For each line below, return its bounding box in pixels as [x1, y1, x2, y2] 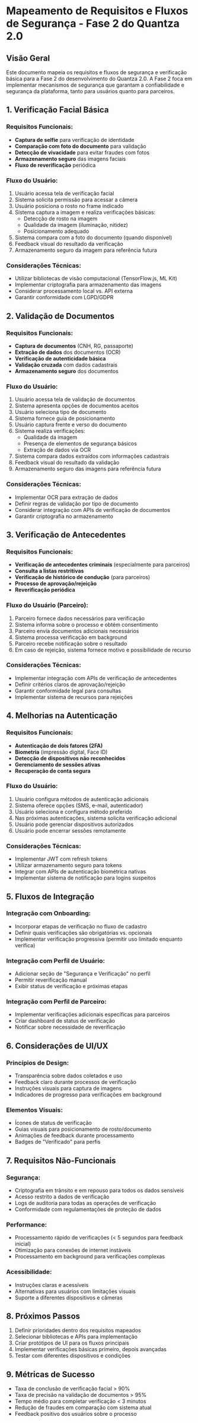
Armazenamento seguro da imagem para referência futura [14, 246, 157, 254]
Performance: [6, 1220, 47, 1229]
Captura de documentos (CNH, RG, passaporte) [14, 342, 133, 349]
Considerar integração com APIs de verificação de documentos [14, 506, 171, 513]
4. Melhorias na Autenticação [6, 711, 117, 721]
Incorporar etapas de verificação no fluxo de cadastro [14, 922, 147, 930]
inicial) [14, 1240, 31, 1248]
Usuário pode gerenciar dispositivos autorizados [14, 821, 134, 828]
